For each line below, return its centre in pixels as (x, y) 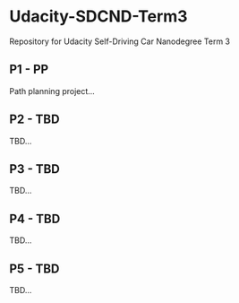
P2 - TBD (34, 120)
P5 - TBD (34, 268)
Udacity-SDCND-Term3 (98, 17)
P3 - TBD (35, 169)
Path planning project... (52, 91)
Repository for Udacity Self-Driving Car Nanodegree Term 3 (120, 41)
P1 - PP (29, 69)
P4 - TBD (35, 218)
